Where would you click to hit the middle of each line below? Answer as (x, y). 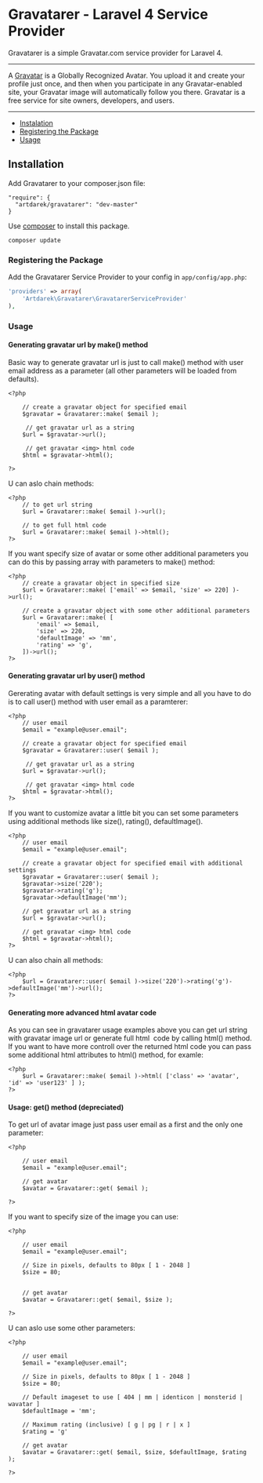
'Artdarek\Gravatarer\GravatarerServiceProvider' (105, 299)
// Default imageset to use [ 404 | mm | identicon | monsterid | (133, 1397)
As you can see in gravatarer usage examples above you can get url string (128, 1030)
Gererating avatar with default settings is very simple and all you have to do (130, 693)
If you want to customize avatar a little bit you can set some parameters (123, 813)
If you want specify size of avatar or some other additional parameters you (128, 553)
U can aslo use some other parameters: (72, 1328)
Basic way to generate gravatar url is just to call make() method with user (126, 362)
